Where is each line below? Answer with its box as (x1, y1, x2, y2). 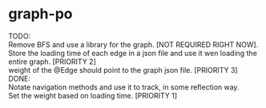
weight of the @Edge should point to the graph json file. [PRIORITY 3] (8, 65, 238, 74)
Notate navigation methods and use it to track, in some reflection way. (8, 82, 240, 92)
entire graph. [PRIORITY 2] (8, 57, 96, 66)
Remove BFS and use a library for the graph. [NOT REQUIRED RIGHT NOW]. (8, 39, 259, 49)
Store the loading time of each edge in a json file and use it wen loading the (8, 48, 258, 58)
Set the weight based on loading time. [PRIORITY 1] (8, 90, 178, 100)
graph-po (8, 5, 73, 23)
